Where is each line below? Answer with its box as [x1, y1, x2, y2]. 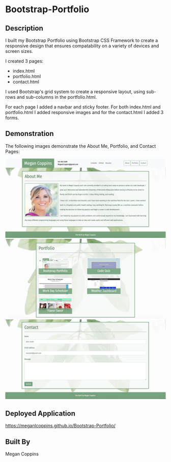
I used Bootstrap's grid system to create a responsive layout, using [5, 89, 146, 95]
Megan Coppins [5, 451, 39, 457]
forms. [5, 115, 19, 121]
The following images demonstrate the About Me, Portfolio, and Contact [5, 143, 156, 149]
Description [5, 24, 43, 33]
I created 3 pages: [5, 58, 44, 64]
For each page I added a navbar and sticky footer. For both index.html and [5, 104, 161, 110]
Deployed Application [5, 409, 75, 418]
